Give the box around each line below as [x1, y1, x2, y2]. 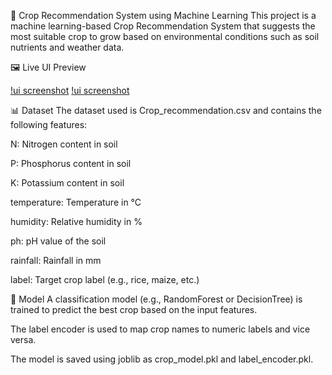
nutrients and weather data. [10, 41, 125, 53]
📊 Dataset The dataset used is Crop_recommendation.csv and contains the [10, 105, 322, 116]
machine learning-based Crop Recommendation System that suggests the [10, 20, 316, 32]
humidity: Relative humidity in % [10, 216, 143, 227]
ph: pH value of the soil [10, 235, 107, 247]
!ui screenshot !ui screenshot [10, 85, 130, 96]
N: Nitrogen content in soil [10, 138, 118, 150]
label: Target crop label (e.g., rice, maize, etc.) [10, 274, 200, 285]
